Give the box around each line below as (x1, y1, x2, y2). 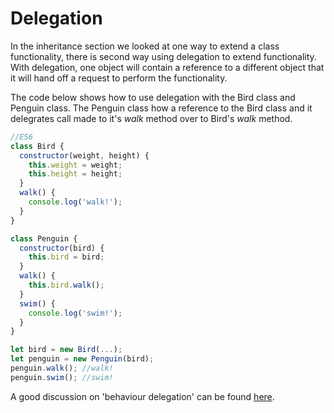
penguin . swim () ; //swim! (10, 372, 114, 382)
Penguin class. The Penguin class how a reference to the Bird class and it (10, 102, 313, 114)
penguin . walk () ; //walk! (10, 363, 114, 374)
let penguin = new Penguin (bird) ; (10, 354, 155, 364)
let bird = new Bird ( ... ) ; (10, 345, 123, 355)
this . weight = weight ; (28, 160, 123, 170)
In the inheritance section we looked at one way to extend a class (10, 40, 280, 52)
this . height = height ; (28, 169, 123, 179)
